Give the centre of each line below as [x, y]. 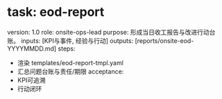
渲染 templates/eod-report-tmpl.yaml [70, 62]
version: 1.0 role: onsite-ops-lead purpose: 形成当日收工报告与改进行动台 [111, 32]
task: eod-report [56, 12]
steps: [67, 48]
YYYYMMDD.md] [32, 48]
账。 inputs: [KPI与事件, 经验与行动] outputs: [70, 40]
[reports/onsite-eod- [164, 40]
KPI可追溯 [31, 80]
